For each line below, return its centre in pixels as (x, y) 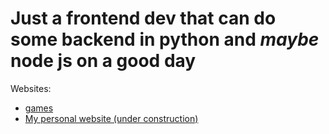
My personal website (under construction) (111, 118)
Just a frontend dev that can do (143, 18)
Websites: (31, 88)
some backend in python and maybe (165, 39)
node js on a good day (103, 61)
